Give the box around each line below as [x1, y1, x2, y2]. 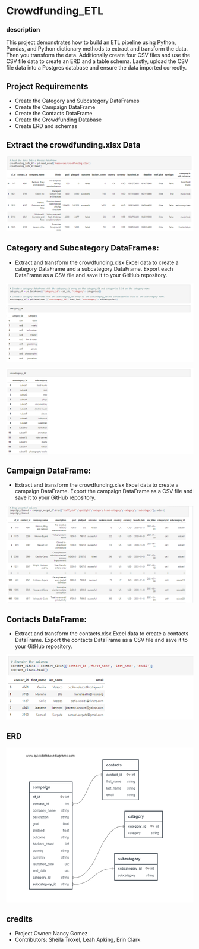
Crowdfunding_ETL [6, 4, 104, 18]
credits [6, 914, 33, 924]
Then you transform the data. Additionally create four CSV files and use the [6, 52, 191, 59]
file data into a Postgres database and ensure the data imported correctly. [6, 64, 187, 71]
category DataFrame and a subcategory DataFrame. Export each [14, 265, 173, 272]
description [6, 26, 40, 34]
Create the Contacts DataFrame [14, 110, 93, 117]
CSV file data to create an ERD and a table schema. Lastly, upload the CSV [6, 58, 189, 65]
